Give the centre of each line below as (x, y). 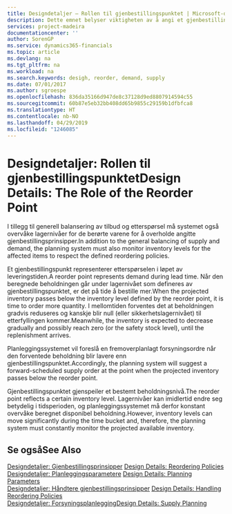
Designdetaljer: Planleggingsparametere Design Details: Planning (99, 474)
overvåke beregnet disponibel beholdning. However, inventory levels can (110, 413)
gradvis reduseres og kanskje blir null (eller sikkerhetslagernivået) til (104, 313)
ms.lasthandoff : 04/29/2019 (48, 123)
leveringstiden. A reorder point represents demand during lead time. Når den (115, 276)
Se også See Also (44, 450)
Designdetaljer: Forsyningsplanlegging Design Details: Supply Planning (107, 503)
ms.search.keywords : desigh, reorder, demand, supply (86, 78)
